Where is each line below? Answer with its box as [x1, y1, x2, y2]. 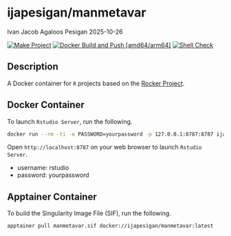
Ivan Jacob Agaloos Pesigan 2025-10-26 [7, 28, 123, 36]
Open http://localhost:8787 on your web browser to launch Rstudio [7, 143, 202, 151]
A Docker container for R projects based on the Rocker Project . [7, 79, 185, 87]
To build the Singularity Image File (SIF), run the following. [7, 209, 172, 217]
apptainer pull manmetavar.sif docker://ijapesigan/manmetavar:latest [7, 222, 214, 230]
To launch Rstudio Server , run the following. [7, 117, 133, 125]
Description [7, 61, 58, 73]
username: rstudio [16, 164, 69, 172]
